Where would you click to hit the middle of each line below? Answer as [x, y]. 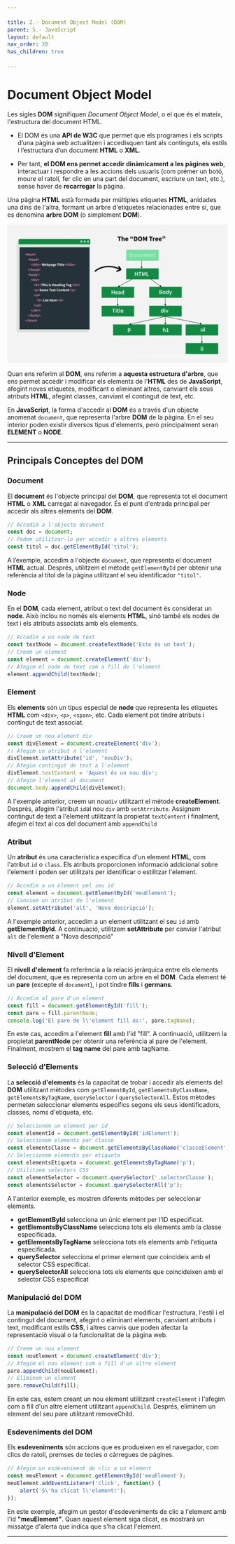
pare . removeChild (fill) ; [43, 1385]
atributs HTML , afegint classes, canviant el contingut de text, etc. [101, 396]
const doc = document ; [40, 532]
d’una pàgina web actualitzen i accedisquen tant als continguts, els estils [122, 142]
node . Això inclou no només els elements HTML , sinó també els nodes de [113, 616]
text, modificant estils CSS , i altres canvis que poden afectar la [98, 1327]
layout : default [31, 37]
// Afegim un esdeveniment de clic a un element [79, 1469]
